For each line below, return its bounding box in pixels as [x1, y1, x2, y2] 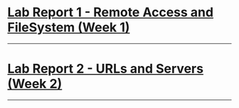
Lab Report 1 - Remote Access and [7, 4, 214, 21]
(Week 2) [7, 76, 63, 92]
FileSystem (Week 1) [7, 19, 130, 36]
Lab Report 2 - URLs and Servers [7, 61, 204, 77]
